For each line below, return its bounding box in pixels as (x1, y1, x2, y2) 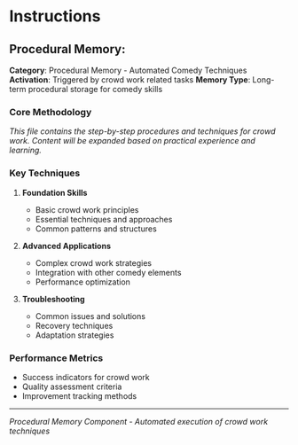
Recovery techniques (35, 320, 114, 331)
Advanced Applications (21, 240, 111, 251)
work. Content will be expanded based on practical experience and (9, 136, 255, 146)
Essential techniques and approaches (35, 214, 173, 224)
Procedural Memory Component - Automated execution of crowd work (9, 416, 269, 426)
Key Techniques (9, 167, 81, 179)
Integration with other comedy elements (35, 267, 182, 277)
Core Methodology (9, 105, 92, 118)
